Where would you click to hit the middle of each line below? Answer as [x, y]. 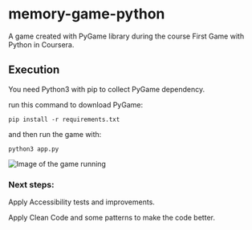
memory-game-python [87, 14]
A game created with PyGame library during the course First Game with [126, 36]
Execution [34, 70]
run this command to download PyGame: [75, 104]
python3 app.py [34, 149]
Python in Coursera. [41, 44]
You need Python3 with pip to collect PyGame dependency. [107, 89]
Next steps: [31, 184]
